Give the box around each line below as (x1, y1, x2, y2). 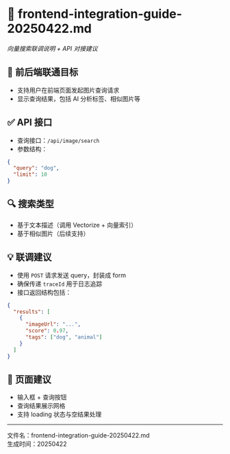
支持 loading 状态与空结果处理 (16, 410, 102, 418)
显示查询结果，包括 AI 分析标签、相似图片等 (16, 94, 141, 102)
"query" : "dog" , (13, 165, 60, 172)
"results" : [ (13, 308, 51, 315)
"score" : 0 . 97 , (25, 328, 69, 334)
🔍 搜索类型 (7, 198, 55, 210)
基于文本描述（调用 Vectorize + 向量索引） (16, 220, 138, 229)
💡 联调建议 (7, 251, 52, 263)
